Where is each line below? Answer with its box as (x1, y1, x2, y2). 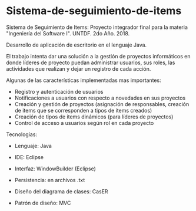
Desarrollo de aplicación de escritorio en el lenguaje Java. (6, 41, 147, 48)
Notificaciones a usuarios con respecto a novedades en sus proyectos (14, 94, 186, 101)
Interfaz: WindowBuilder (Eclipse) (14, 165, 96, 172)
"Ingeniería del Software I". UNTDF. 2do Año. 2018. (6, 29, 130, 37)
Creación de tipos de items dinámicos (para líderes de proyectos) (14, 113, 174, 120)
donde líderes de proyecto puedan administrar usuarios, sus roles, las (6, 59, 175, 66)
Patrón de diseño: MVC (14, 199, 71, 206)
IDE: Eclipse (14, 153, 44, 160)
